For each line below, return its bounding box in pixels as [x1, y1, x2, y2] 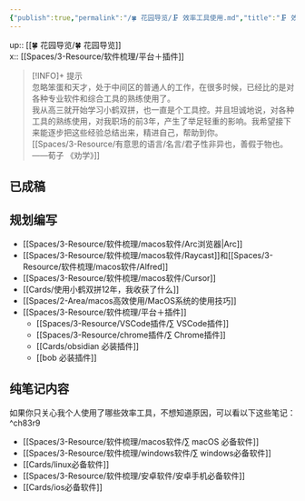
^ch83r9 [9, 417, 41, 428]
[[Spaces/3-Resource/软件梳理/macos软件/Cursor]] [22, 272, 216, 283]
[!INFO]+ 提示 [31, 70, 84, 81]
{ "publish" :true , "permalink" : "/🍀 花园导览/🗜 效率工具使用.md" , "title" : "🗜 [9, 13, 288, 23]
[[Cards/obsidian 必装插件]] [35, 340, 139, 351]
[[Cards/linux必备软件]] [22, 458, 110, 469]
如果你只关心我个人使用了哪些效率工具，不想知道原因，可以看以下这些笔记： [9, 406, 296, 418]
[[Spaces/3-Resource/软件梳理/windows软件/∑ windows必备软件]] [22, 447, 271, 458]
